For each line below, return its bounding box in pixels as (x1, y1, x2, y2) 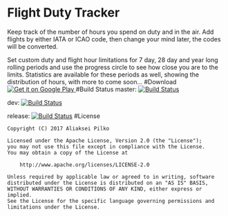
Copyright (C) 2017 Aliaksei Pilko (7, 125, 110, 132)
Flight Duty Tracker (7, 5, 120, 21)
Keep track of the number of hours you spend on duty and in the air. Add (7, 28, 214, 36)
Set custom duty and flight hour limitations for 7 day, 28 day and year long (7, 55, 219, 63)
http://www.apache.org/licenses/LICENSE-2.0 (19, 161, 150, 168)
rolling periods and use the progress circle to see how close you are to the (7, 63, 219, 71)
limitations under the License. (7, 204, 100, 210)
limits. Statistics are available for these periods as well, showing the (7, 70, 199, 79)
